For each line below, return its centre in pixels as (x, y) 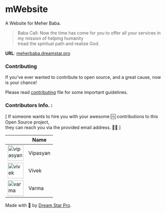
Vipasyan (39, 153)
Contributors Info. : (29, 105)
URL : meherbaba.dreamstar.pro (38, 53)
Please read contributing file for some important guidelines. (66, 92)
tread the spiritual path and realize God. (58, 43)
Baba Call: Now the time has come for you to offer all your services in (89, 33)
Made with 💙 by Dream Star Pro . (38, 205)
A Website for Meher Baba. (33, 23)
